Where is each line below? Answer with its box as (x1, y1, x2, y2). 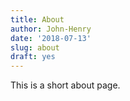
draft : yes (10, 52, 56, 62)
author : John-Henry (10, 24, 92, 34)
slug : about (10, 42, 60, 53)
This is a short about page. (10, 79, 121, 91)
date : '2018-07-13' (10, 33, 92, 43)
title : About (10, 14, 65, 25)
